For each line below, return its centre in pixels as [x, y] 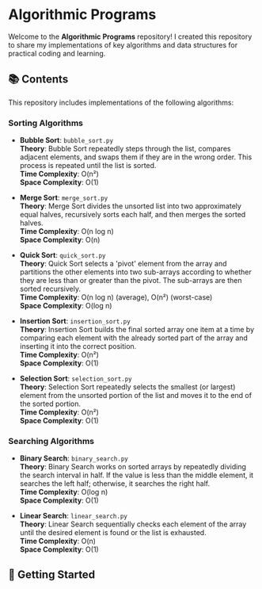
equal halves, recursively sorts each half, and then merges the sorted [133, 215]
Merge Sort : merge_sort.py [64, 198]
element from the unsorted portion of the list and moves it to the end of [135, 396]
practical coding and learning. [57, 53]
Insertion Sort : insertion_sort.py [75, 321]
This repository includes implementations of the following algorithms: [121, 102]
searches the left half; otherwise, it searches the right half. [115, 484]
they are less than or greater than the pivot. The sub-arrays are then [131, 281]
